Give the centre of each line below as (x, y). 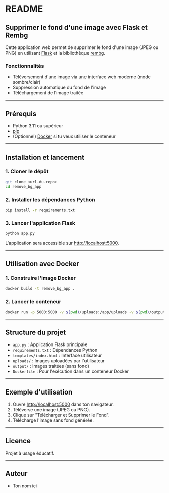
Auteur (16, 474)
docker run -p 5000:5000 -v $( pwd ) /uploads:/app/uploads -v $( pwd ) (77, 312)
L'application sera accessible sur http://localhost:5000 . (62, 243)
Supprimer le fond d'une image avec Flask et (77, 28)
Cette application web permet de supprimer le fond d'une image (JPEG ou (82, 47)
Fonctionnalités (25, 66)
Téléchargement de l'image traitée (48, 93)
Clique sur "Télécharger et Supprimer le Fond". (61, 415)
